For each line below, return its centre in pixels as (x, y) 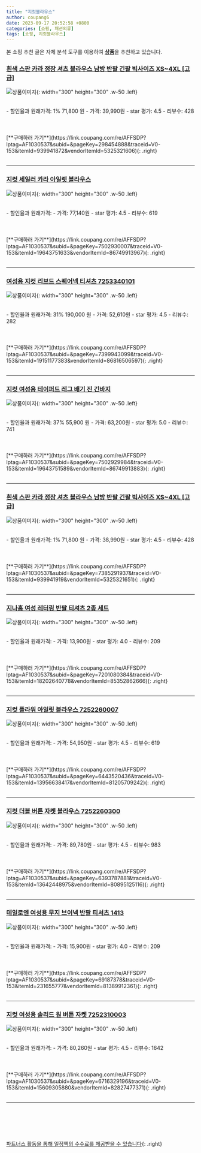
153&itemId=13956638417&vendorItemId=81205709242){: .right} (86, 782)
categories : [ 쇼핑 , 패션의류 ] (40, 28)
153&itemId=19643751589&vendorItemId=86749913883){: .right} (86, 469)
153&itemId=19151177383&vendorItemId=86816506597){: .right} (85, 361)
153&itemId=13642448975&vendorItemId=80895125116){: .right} (86, 884)
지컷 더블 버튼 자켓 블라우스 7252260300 (63, 811)
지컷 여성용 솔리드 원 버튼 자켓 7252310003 (66, 1014)
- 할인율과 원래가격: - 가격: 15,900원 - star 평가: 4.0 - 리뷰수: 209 (83, 946)
